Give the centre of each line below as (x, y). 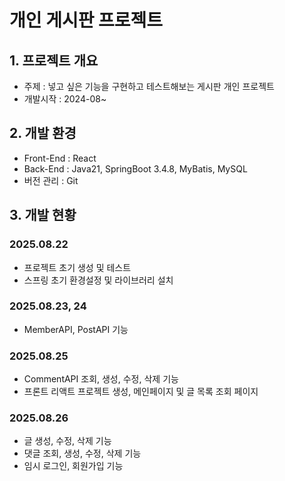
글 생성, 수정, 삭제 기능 (67, 441)
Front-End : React (60, 158)
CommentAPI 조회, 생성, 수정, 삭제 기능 (101, 379)
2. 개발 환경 (43, 133)
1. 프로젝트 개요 (54, 60)
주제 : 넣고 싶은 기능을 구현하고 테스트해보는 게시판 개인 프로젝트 (149, 86)
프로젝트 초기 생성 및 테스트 (77, 267)
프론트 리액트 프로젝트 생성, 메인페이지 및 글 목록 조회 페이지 (141, 392)
